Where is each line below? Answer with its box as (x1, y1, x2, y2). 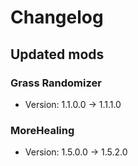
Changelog (10, 6, 104, 29)
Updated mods (10, 46, 105, 63)
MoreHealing (10, 123, 75, 137)
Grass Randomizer (10, 76, 102, 90)
